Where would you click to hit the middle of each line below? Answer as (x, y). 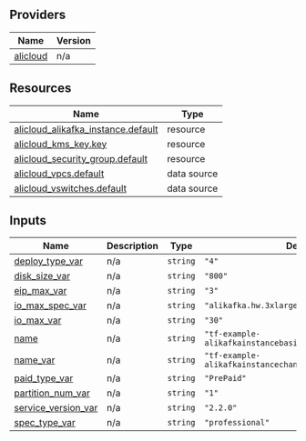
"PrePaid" (225, 378)
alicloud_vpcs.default (59, 174)
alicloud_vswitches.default (71, 188)
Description (133, 246)
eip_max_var (41, 291)
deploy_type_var (49, 261)
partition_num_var (52, 393)
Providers (38, 15)
